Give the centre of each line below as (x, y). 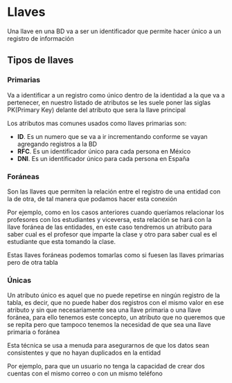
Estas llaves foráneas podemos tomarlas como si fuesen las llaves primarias (116, 255)
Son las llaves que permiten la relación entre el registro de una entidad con (114, 192)
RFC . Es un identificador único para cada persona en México (104, 151)
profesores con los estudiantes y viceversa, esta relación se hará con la (109, 219)
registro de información (41, 38)
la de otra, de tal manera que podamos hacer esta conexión (92, 198)
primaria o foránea (34, 332)
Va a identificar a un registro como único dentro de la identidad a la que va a (116, 95)
